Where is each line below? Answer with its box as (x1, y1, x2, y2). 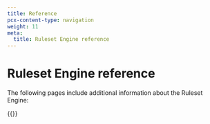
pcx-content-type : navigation (7, 17, 95, 24)
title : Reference (7, 10, 57, 17)
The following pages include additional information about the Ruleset (7, 89, 203, 97)
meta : (7, 29, 23, 37)
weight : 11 (7, 23, 39, 30)
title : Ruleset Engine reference (13, 36, 110, 43)
